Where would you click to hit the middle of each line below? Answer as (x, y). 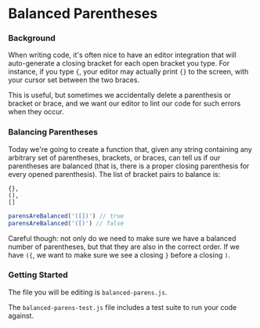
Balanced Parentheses (83, 14)
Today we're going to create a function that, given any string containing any (130, 149)
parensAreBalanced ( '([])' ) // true (66, 216)
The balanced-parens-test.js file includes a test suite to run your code (123, 307)
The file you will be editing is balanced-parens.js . (88, 292)
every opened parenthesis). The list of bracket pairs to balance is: (114, 174)
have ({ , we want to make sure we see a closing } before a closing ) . (119, 254)
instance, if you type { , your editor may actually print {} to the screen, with (128, 72)
